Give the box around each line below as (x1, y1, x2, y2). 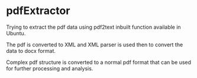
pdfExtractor (6, 4, 70, 18)
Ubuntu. (6, 29, 26, 36)
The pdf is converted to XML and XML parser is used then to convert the (6, 41, 183, 48)
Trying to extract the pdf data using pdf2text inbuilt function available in (6, 23, 182, 30)
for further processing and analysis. (6, 65, 93, 72)
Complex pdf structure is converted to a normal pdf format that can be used (6, 59, 191, 66)
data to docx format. (6, 47, 56, 54)
